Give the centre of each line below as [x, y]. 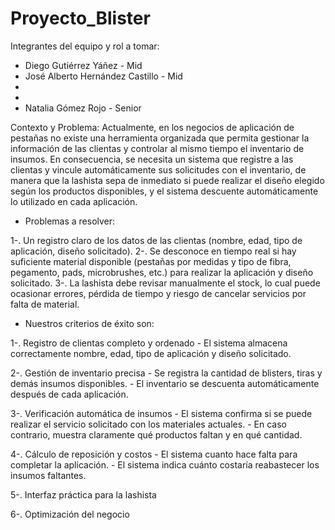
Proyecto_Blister [80, 18]
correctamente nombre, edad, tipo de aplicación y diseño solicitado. [151, 353]
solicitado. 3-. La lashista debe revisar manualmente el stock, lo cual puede [165, 283]
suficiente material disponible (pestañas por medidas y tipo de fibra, [151, 261]
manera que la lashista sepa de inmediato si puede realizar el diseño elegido [167, 180]
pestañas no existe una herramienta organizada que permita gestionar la [160, 138]
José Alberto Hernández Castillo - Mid [103, 76]
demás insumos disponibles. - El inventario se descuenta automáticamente [165, 383]
